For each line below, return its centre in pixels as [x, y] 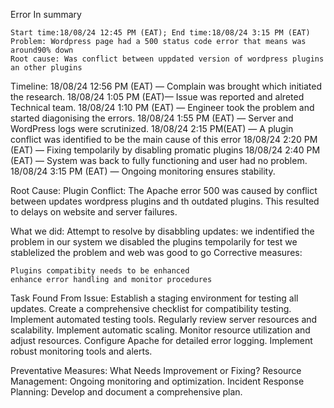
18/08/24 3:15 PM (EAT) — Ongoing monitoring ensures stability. [143, 171]
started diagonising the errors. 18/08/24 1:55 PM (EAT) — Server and [152, 118]
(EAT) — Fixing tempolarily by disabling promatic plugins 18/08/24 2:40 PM [165, 150]
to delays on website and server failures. [94, 212]
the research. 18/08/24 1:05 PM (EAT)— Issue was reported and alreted [157, 97]
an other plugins [46, 68]
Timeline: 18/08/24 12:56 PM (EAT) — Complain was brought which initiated [166, 86]
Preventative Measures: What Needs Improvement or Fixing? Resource [156, 370]
